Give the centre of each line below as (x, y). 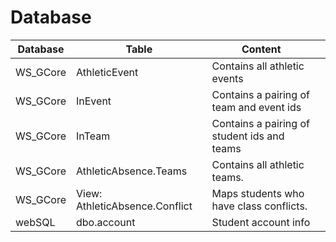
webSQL (35, 222)
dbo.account (106, 222)
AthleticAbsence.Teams (132, 171)
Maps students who (258, 193)
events (227, 78)
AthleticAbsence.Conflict (134, 206)
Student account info (261, 222)
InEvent (94, 101)
